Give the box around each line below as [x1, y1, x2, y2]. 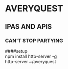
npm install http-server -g [5, 53, 57, 59]
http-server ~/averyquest [5, 58, 56, 64]
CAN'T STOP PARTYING [5, 37, 64, 44]
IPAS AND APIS [5, 23, 52, 31]
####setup [5, 48, 28, 54]
